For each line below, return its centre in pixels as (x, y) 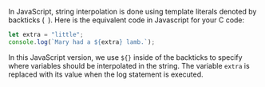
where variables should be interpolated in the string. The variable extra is (129, 65)
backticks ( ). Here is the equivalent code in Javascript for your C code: (127, 20)
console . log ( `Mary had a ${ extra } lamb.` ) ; (82, 42)
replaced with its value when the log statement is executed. (106, 74)
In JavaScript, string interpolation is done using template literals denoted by (132, 12)
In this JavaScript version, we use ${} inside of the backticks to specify (125, 57)
